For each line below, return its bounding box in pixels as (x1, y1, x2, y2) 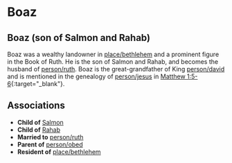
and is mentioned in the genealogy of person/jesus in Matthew (7, 72, 186, 80)
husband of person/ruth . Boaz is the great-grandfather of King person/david (7, 65, 225, 73)
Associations (7, 100, 66, 112)
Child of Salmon (17, 118, 64, 126)
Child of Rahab (17, 126, 61, 134)
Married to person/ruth (17, 132, 84, 141)
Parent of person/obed (17, 140, 83, 148)
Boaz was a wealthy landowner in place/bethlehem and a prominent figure (7, 50, 220, 58)
